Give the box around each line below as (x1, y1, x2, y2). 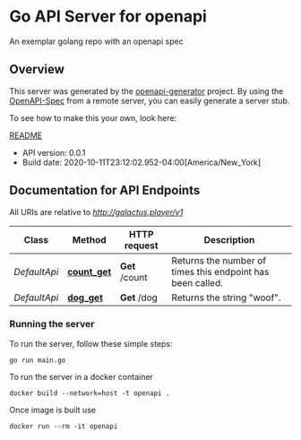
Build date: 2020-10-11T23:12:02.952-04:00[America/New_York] (21, 157, 262, 168)
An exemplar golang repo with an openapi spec (9, 36, 184, 47)
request (124, 239, 159, 252)
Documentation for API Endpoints (9, 183, 201, 198)
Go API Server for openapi (9, 6, 208, 27)
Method (72, 233, 107, 246)
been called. (171, 276, 224, 289)
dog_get (66, 291, 103, 304)
